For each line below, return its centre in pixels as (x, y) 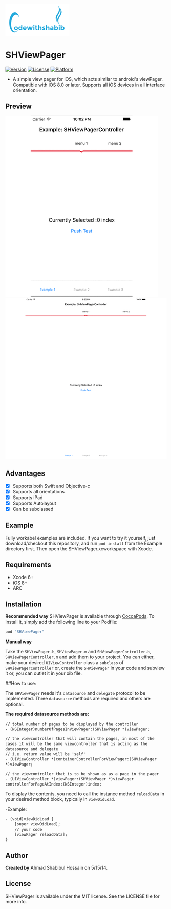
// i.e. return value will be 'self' (46, 754)
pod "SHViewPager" (25, 632)
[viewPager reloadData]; (41, 835)
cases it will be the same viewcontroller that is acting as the (76, 744)
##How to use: (21, 684)
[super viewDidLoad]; (37, 824)
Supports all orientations (39, 491)
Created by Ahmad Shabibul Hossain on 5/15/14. (56, 868)
